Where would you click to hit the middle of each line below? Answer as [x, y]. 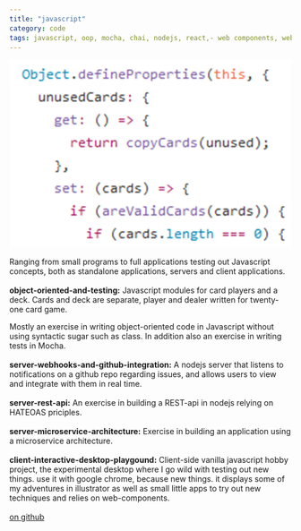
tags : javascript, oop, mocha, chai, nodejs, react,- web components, [144, 38]
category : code [38, 28]
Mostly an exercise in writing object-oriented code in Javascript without [142, 327]
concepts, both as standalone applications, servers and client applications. [147, 271]
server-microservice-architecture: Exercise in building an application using [150, 432]
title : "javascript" [48, 19]
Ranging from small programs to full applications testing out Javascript [140, 262]
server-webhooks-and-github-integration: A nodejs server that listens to [146, 365]
